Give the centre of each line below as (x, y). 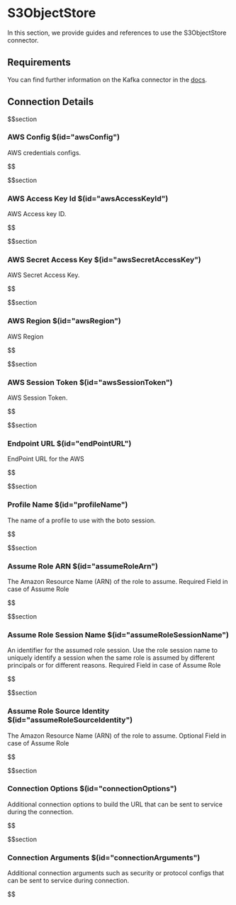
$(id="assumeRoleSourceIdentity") (70, 720)
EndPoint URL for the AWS (46, 459)
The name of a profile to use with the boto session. (82, 520)
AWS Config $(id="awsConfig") (64, 137)
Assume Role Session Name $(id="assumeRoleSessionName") (118, 634)
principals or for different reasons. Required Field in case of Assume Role (114, 665)
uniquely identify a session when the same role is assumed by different (111, 658)
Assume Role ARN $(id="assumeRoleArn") (83, 566)
